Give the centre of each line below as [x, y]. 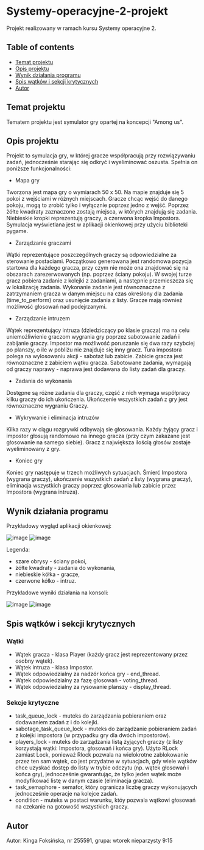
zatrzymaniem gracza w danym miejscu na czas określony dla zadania [95, 294]
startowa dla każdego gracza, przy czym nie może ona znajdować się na [97, 268]
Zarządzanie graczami [43, 243]
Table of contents [40, 47]
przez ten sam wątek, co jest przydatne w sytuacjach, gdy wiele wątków [106, 762]
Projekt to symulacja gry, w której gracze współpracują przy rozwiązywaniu [101, 156]
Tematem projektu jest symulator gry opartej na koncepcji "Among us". [95, 122]
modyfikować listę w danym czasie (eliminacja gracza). [84, 781]
